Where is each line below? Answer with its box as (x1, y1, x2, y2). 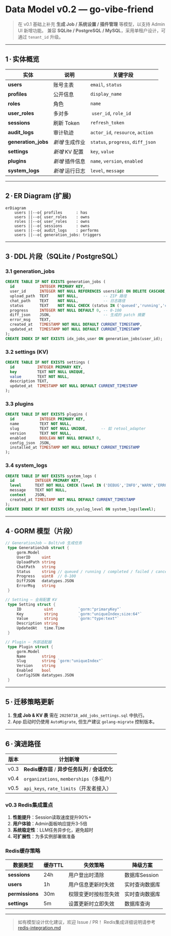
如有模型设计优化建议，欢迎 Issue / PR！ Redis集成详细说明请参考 (17, 919, 156, 925)
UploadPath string (16, 559, 56, 564)
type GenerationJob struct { (7, 545, 70, 551)
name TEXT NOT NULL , (10, 422, 72, 427)
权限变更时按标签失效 (68, 891, 120, 898)
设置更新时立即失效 (68, 900, 115, 907)
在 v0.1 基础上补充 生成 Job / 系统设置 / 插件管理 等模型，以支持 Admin (17, 21, 165, 27)
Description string (16, 621, 58, 626)
